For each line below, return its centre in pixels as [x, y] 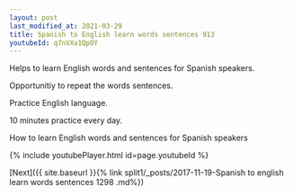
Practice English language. [58, 103]
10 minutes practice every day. [66, 120]
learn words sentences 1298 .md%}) [77, 182]
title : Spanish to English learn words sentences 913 [112, 34]
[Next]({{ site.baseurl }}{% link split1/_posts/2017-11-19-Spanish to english [147, 173]
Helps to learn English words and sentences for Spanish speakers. [132, 68]
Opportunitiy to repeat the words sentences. [91, 85]
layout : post [34, 18]
